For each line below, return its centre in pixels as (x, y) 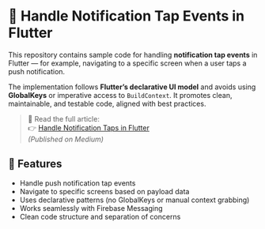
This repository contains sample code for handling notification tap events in (133, 54)
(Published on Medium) (66, 139)
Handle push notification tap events (78, 183)
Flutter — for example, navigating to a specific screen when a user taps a (127, 63)
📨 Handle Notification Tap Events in (127, 16)
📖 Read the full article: (64, 118)
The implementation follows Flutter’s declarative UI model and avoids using (132, 87)
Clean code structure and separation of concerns (100, 216)
